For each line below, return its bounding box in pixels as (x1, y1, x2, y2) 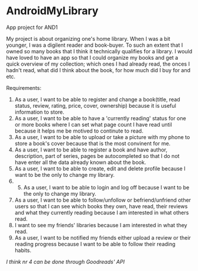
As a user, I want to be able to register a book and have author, (14, 146, 167, 153)
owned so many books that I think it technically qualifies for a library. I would (6, 47, 193, 54)
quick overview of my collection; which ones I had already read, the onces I (6, 60, 190, 67)
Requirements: (6, 84, 41, 91)
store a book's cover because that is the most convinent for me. (14, 140, 171, 147)
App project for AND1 (6, 24, 58, 31)
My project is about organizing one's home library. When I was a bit (6, 35, 170, 42)
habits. (14, 247, 31, 254)
